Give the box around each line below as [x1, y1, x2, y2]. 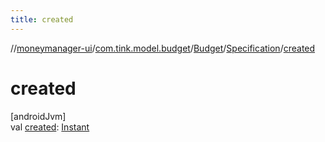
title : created [10, 14, 74, 25]
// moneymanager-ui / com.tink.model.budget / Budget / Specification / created [10, 42, 316, 54]
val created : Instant [10, 121, 90, 133]
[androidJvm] [10, 110, 67, 122]
